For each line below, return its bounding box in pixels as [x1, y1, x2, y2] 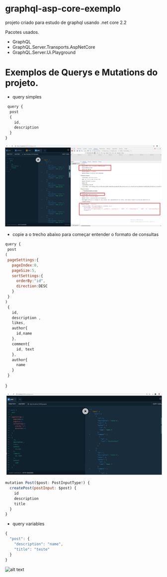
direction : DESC [16, 284, 48, 289]
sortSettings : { [11, 273, 43, 278]
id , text [16, 346, 35, 351]
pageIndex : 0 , [11, 262, 39, 268]
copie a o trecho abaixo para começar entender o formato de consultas [12, 231, 159, 237]
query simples [12, 94, 42, 100]
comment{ [11, 342, 30, 346]
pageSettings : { [7, 257, 39, 262]
